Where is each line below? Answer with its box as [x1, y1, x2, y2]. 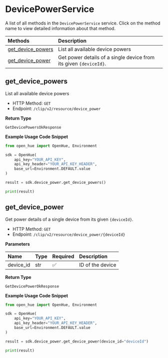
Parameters [5, 241, 30, 247]
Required [52, 253, 74, 260]
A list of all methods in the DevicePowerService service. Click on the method [5, 20, 161, 26]
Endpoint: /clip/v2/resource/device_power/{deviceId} [12, 231, 125, 237]
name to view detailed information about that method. [5, 25, 116, 31]
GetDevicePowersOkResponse [5, 125, 61, 130]
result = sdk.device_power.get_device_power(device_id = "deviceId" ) [5, 339, 149, 344]
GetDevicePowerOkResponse [5, 284, 59, 289]
